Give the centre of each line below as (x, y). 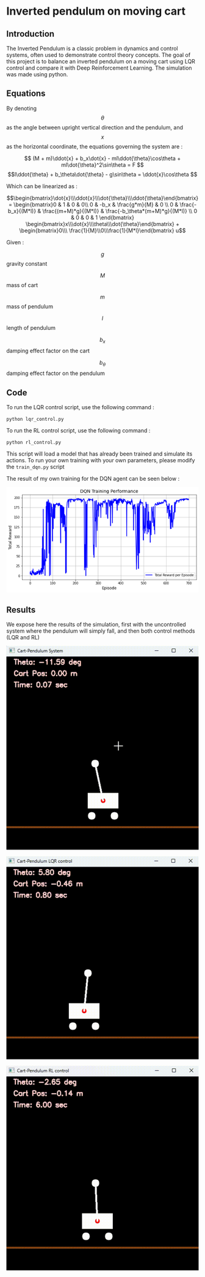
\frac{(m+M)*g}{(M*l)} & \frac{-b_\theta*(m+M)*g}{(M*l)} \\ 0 (120, 211)
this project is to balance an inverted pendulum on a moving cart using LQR (101, 61)
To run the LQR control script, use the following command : (80, 407)
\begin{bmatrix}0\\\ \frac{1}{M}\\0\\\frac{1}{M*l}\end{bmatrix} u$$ (103, 230)
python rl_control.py (34, 443)
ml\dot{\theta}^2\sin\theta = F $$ (103, 165)
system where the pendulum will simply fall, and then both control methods (101, 631)
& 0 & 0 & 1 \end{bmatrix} (103, 217)
